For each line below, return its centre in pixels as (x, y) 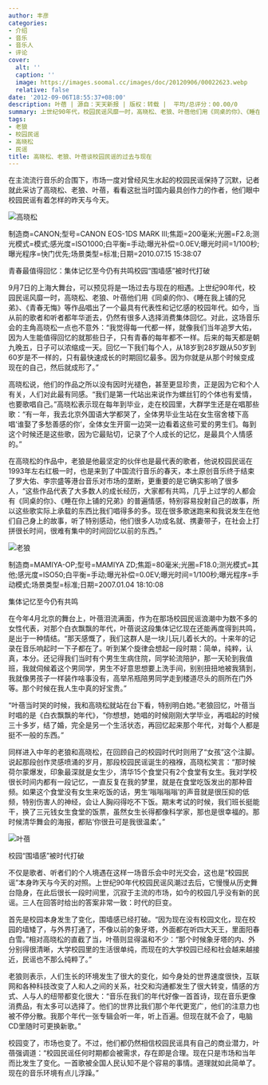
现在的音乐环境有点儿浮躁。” (54, 1073)
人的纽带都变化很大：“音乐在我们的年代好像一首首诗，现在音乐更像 (146, 997)
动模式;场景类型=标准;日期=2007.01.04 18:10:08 (86, 585)
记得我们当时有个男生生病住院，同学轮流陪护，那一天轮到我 (148, 658)
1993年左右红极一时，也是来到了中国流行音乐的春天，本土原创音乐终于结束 (132, 471)
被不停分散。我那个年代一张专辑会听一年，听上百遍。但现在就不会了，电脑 (130, 1016)
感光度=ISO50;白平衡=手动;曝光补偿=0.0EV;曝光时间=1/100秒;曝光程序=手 (138, 575)
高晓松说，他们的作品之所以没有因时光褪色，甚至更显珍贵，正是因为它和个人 (134, 384)
